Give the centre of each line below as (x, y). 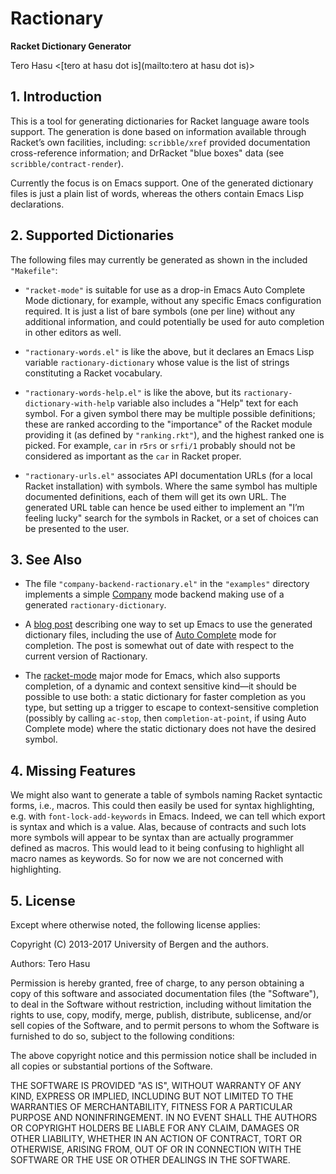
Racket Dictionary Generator (71, 46)
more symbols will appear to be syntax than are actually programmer (152, 838)
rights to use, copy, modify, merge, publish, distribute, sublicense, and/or (161, 1015)
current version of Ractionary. (86, 656)
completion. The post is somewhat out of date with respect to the (159, 646)
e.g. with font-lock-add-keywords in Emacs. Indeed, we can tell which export (168, 816)
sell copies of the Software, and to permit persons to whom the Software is (165, 1025)
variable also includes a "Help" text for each (207, 403)
